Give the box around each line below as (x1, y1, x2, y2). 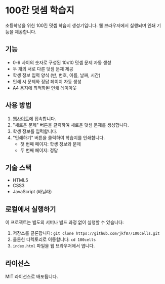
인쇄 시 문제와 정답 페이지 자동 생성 (12, 78, 82, 84)
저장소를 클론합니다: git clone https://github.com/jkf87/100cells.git (12, 230, 160, 236)
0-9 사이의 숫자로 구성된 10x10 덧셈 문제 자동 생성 (12, 59, 111, 65)
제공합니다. (14, 28, 37, 34)
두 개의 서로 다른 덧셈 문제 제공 (12, 65, 73, 72)
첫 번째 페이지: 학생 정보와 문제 (20, 140, 81, 147)
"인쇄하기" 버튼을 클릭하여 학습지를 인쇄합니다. (12, 134, 105, 140)
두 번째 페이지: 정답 (20, 147, 58, 153)
